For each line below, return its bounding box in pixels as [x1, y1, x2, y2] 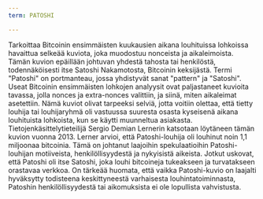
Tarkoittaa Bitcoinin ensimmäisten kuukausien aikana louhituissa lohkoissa [8, 40, 249, 50]
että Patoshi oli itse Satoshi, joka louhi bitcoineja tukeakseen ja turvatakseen [8, 157, 256, 166]
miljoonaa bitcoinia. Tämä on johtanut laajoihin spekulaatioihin [8, 140, 209, 149]
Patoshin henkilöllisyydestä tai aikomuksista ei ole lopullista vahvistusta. [8, 182, 242, 191]
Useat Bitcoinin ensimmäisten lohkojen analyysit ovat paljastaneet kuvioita [8, 82, 250, 91]
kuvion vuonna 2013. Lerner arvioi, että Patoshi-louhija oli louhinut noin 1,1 [8, 131, 248, 142]
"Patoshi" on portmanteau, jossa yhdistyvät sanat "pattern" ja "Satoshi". [8, 73, 242, 83]
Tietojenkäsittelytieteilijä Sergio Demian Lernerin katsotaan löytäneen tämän [8, 123, 255, 133]
